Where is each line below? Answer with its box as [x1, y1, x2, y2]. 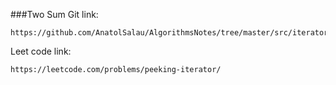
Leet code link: [10, 45, 72, 57]
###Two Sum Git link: [10, 9, 99, 20]
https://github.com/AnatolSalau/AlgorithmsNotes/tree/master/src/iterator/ [10, 28, 333, 38]
